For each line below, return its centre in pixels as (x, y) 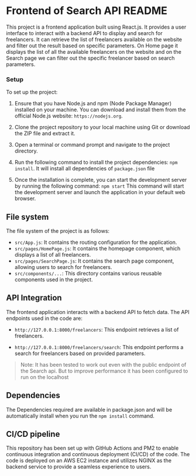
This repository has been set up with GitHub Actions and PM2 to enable (92, 448)
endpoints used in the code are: (44, 318)
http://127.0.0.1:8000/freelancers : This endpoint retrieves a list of (97, 329)
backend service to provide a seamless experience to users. (79, 467)
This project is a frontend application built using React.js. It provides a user (96, 27)
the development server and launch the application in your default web (100, 192)
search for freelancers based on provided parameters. (80, 353)
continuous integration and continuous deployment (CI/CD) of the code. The (98, 454)
